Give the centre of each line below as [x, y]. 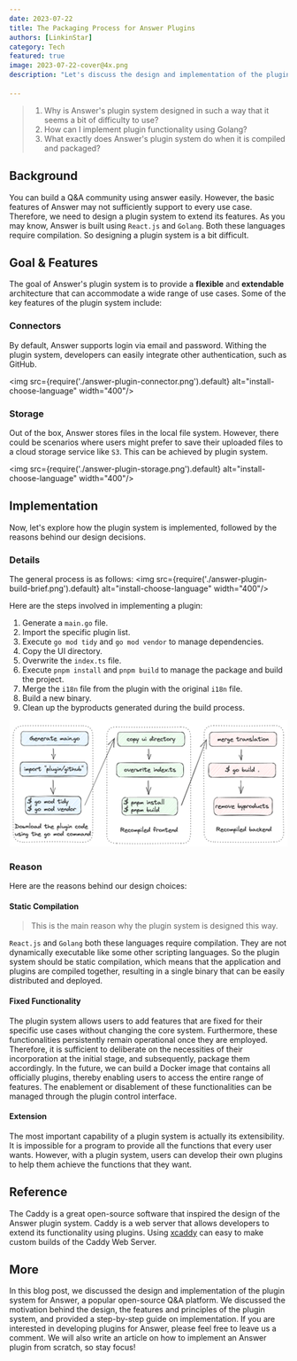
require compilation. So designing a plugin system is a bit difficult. [129, 235]
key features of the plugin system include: [85, 303]
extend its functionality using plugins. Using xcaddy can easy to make [137, 1233]
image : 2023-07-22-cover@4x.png [69, 66]
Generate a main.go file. [65, 623]
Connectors [35, 326]
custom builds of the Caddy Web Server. [83, 1241]
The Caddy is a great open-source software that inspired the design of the [145, 1213]
